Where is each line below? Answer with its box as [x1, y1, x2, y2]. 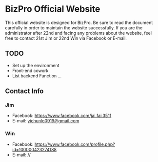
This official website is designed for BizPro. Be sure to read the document [5, 20, 153, 25]
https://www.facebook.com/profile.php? [34, 141, 116, 147]
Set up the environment [12, 62, 59, 68]
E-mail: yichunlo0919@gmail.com [12, 118, 79, 124]
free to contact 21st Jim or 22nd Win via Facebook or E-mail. [5, 35, 127, 41]
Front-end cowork [12, 68, 49, 73]
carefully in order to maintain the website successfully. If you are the [5, 24, 143, 30]
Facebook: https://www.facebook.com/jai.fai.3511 [12, 113, 112, 118]
